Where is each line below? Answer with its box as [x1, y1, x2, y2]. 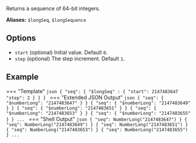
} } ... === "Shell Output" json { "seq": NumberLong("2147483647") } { [6, 115, 187, 122]
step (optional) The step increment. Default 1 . [14, 55, 125, 62]
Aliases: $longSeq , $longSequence [6, 16, 87, 23]
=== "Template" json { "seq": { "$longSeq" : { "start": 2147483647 [6, 87, 178, 94]
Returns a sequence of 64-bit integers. [6, 5, 101, 12]
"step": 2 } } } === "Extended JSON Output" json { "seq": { [6, 94, 164, 101]
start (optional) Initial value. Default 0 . [14, 49, 108, 56]
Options [6, 33, 36, 43]
